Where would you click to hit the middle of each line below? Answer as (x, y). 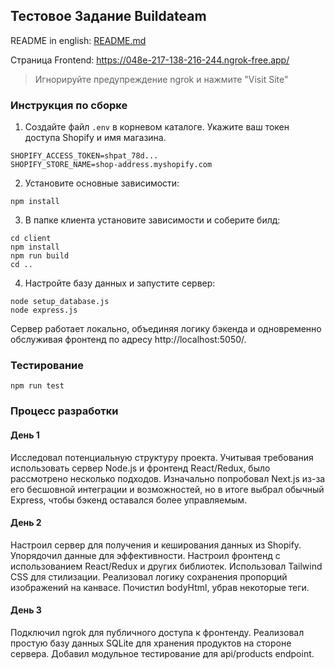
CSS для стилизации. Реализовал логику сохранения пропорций (149, 576)
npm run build (40, 256)
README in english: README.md (78, 40)
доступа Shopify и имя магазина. (95, 138)
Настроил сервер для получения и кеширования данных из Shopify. (156, 545)
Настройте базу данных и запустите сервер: (120, 283)
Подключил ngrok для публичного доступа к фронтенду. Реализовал (157, 632)
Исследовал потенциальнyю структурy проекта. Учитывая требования (162, 457)
